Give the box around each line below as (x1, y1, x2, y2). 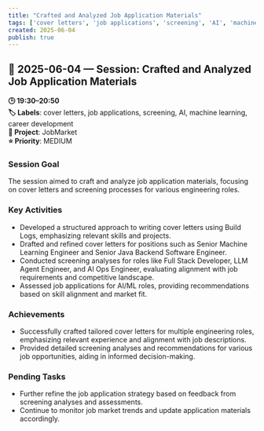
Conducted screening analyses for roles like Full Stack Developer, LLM (19, 256, 249, 265)
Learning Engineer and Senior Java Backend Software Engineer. (19, 247, 227, 257)
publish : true (8, 33, 55, 42)
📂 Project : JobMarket (8, 127, 78, 137)
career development (8, 119, 74, 129)
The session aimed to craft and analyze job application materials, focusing (8, 177, 249, 186)
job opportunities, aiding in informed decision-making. (19, 351, 196, 361)
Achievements (8, 309, 65, 320)
